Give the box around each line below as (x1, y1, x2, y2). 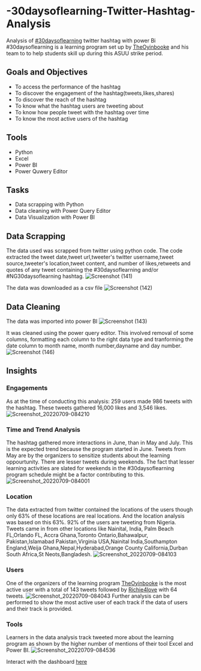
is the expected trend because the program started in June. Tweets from (6, 445, 186, 452)
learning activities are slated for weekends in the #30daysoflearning (6, 464, 175, 471)
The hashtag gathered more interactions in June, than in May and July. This (6, 439, 193, 446)
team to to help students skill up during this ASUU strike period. (6, 49, 163, 57)
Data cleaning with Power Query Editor (14, 207, 111, 215)
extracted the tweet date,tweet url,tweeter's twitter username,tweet (6, 254, 174, 261)
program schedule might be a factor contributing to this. (6, 471, 145, 478)
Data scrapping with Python (14, 201, 84, 208)
